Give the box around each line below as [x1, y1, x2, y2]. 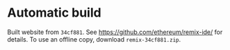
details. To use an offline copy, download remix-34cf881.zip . [7, 35, 181, 43]
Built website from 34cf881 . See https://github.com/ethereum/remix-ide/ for [7, 28, 223, 36]
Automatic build [7, 5, 102, 21]
